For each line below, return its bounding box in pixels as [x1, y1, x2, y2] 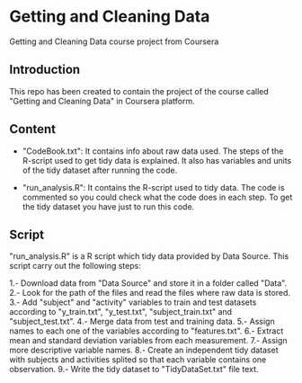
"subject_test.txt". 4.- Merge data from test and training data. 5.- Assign [9, 316, 276, 327]
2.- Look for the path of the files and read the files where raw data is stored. [9, 288, 290, 298]
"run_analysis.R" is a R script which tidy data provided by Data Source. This [9, 251, 289, 262]
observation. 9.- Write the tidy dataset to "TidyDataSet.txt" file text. [9, 364, 259, 375]
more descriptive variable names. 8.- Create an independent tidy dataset [9, 344, 279, 356]
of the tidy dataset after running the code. [22, 165, 178, 175]
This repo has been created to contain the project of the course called [9, 85, 270, 96]
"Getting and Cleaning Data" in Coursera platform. [9, 95, 195, 106]
